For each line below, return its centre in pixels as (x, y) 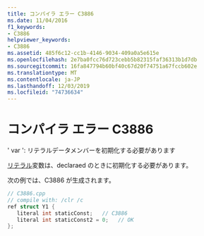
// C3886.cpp (26, 194)
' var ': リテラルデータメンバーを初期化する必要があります (91, 150)
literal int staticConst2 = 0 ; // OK (75, 220)
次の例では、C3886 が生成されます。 (61, 180)
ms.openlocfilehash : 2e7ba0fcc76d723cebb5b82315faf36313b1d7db (102, 60)
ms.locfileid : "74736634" (45, 92)
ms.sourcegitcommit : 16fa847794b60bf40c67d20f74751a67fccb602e (102, 66)
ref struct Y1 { (31, 206)
